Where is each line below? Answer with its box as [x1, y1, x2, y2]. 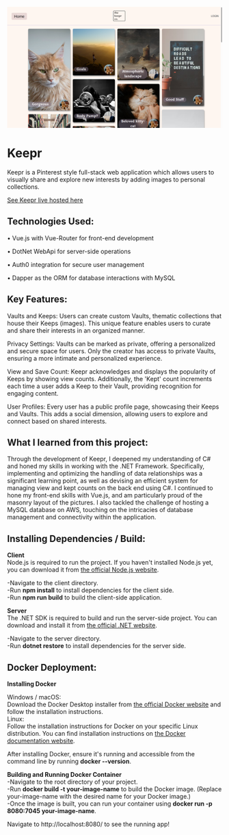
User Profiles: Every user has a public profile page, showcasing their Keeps [7, 402, 219, 411]
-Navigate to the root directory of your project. [7, 778, 138, 786]
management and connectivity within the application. [7, 513, 157, 522]
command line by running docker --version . [7, 757, 132, 765]
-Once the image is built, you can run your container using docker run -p [7, 799, 213, 808]
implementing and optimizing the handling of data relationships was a [7, 470, 203, 478]
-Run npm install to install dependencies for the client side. [7, 586, 174, 595]
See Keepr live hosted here [7, 196, 83, 204]
